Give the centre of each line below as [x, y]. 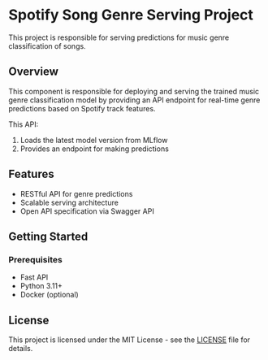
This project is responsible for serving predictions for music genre [119, 37]
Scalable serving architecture [69, 202]
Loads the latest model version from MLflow [94, 140]
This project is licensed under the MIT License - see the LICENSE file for [129, 340]
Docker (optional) [49, 295]
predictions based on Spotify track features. [82, 108]
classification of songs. [48, 46]
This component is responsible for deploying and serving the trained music [134, 91]
